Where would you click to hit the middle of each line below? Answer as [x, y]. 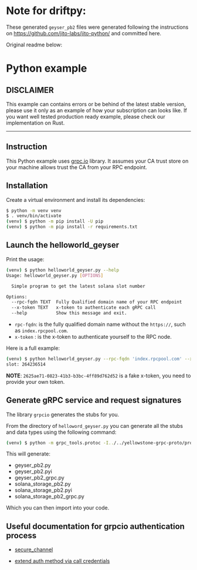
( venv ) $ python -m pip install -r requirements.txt [72, 227]
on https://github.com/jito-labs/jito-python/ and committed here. [84, 33]
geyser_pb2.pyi [33, 471]
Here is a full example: [33, 348]
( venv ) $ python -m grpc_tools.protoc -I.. [60, 443]
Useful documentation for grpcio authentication [95, 526]
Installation [27, 186]
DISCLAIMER [30, 90]
